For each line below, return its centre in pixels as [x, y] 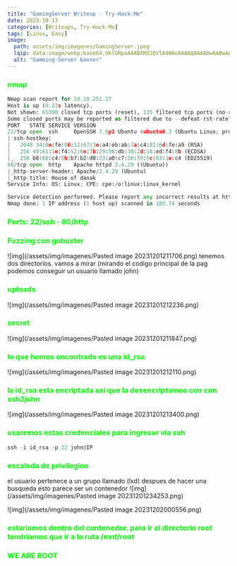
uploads [22, 289]
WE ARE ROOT [32, 555]
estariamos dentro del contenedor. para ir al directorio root [110, 528]
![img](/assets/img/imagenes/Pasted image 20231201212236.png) [103, 305]
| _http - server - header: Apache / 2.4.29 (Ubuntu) [77, 171]
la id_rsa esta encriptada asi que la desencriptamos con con [112, 390]
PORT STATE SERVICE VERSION [52, 125]
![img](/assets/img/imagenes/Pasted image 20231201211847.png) [102, 338]
